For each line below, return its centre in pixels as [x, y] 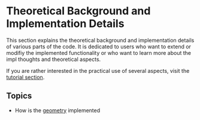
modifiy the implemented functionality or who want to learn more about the [99, 53]
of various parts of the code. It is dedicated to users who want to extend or [99, 47]
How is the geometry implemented [57, 110]
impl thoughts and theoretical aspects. [54, 59]
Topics [19, 96]
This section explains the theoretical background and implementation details [100, 40]
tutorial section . [25, 77]
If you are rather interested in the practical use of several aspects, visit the [98, 70]
